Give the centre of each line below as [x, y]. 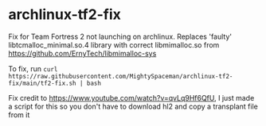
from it [19, 115]
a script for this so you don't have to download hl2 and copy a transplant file [133, 106]
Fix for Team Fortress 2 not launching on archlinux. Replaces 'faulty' [120, 36]
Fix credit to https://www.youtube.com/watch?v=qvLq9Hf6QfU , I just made [131, 97]
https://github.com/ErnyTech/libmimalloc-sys [82, 53]
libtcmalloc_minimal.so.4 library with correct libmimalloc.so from [114, 44]
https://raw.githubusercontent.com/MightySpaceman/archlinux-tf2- [121, 76]
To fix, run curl [33, 68]
